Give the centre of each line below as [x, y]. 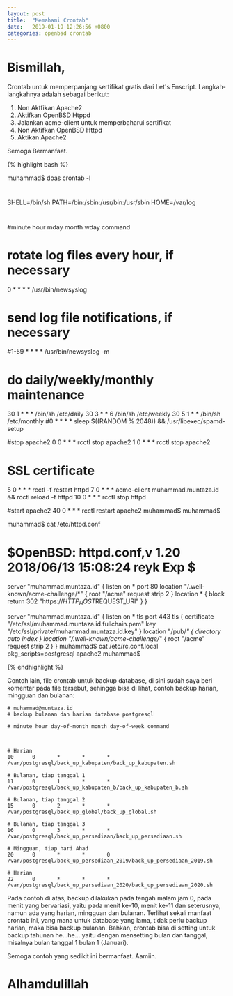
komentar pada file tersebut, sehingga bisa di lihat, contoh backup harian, [113, 688]
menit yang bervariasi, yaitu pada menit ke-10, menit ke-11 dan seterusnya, [114, 906]
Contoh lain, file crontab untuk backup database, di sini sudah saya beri [110, 681]
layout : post [26, 14]
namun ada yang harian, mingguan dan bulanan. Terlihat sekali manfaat [110, 913]
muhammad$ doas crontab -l [49, 178]
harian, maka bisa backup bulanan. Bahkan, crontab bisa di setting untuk [111, 928]
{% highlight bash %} [38, 165]
